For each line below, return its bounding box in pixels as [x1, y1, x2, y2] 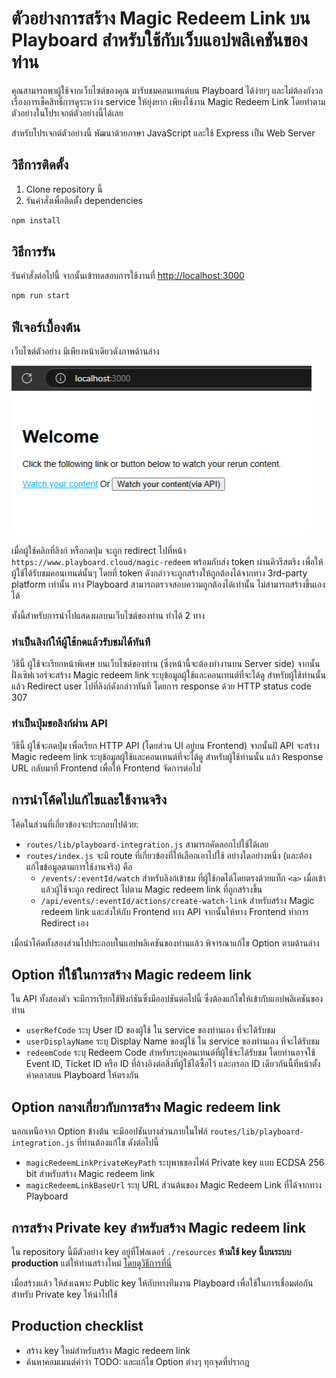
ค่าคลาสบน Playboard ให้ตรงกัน [25, 1069, 139, 1081]
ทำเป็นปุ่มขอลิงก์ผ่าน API [11, 717, 108, 731]
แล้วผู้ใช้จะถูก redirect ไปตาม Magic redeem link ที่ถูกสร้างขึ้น [40, 883, 263, 895]
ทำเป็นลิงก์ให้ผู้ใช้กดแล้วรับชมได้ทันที [11, 635, 151, 649]
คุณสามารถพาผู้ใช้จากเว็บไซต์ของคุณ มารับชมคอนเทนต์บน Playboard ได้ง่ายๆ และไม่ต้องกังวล [11, 84, 324, 96]
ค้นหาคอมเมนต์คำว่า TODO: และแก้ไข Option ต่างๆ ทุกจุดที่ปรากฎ [25, 1355, 250, 1367]
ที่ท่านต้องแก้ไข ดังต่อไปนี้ [76, 1137, 159, 1149]
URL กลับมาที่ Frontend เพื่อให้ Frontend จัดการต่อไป [11, 762, 201, 774]
